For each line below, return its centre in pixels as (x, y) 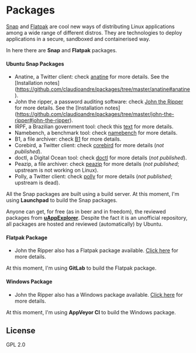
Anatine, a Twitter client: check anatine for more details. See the (92, 77)
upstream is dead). (37, 183)
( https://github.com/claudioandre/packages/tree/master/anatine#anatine (102, 89)
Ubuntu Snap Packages (35, 64)
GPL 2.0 (16, 345)
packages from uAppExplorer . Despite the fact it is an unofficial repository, (97, 218)
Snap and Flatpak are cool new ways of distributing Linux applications (90, 26)
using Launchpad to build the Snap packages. (62, 201)
